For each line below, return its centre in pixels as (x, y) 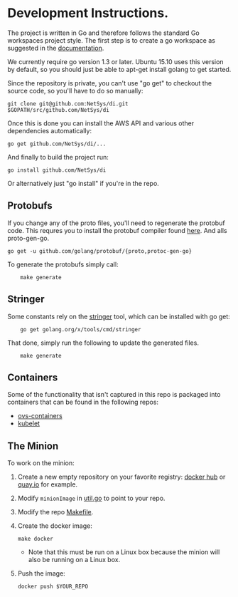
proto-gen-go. (28, 238)
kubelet (29, 424)
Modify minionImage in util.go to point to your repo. (91, 498)
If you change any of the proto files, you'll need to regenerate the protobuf (116, 223)
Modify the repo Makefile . (55, 512)
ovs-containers (40, 416)
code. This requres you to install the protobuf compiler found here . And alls (117, 230)
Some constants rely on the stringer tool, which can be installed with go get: (119, 316)
